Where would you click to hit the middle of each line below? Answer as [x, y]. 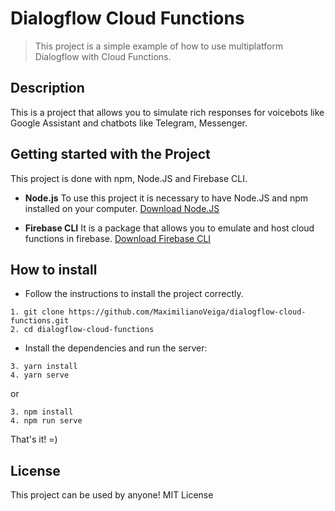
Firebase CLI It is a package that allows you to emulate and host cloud [169, 228]
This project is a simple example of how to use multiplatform [159, 46]
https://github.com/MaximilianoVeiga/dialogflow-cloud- [187, 312]
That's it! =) [34, 439]
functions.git [40, 321]
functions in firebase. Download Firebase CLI [118, 238]
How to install [54, 269]
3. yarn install [44, 367]
